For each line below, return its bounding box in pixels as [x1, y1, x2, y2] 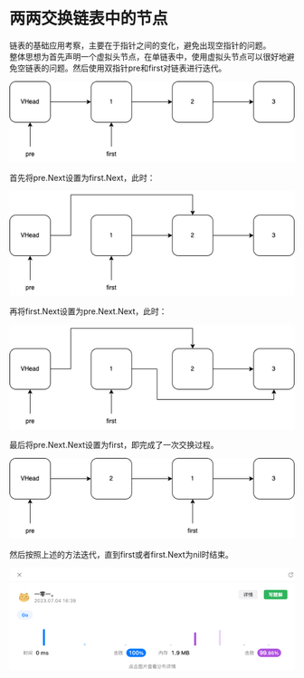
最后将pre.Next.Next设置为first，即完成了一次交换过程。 [9, 439, 219, 450]
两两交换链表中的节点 [9, 8, 169, 29]
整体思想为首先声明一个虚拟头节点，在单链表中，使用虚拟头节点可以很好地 [9, 51, 287, 62]
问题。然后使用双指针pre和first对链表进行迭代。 [48, 62, 227, 73]
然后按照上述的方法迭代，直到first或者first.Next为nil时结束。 [9, 549, 233, 559]
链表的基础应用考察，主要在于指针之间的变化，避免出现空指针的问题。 [9, 40, 271, 51]
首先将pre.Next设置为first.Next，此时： [9, 172, 156, 183]
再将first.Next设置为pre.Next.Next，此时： [9, 305, 167, 317]
